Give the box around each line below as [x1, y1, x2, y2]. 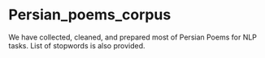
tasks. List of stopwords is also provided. [8, 40, 146, 50]
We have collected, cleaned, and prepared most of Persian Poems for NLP [8, 32, 258, 42]
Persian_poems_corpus [8, 6, 172, 24]
